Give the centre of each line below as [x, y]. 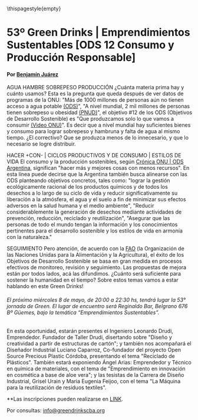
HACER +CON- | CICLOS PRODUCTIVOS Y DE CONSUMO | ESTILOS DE [94, 156]
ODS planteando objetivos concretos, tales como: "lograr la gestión [88, 180]
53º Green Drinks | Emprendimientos [98, 33]
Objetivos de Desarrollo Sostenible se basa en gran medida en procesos [94, 261]
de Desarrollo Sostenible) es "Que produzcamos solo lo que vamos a [90, 119]
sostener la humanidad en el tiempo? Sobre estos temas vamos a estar [93, 280]
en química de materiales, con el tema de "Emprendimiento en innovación [96, 369]
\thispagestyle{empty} [34, 9]
